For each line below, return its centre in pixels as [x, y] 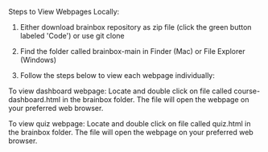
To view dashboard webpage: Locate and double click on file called [120, 91]
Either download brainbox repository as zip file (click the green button [136, 27]
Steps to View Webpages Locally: [64, 12]
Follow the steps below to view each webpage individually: [117, 75]
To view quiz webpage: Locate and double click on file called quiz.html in [130, 123]
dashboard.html [35, 99]
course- [246, 91]
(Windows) [38, 60]
